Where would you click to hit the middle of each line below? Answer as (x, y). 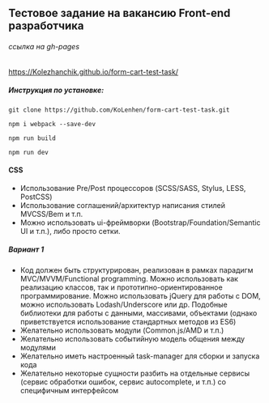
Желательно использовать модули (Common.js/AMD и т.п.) (122, 330)
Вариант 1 (26, 249)
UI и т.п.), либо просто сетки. (70, 231)
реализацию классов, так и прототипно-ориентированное (121, 287)
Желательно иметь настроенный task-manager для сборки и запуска (140, 356)
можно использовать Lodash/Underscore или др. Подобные (124, 304)
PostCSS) (36, 197)
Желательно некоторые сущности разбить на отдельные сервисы (135, 373)
